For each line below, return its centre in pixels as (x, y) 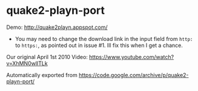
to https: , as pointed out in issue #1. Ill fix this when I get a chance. (99, 45)
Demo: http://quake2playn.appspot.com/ (57, 27)
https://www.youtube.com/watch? (131, 57)
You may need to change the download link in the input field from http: (104, 39)
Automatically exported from (42, 75)
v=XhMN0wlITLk (27, 63)
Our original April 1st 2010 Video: (47, 57)
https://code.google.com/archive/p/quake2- (134, 75)
